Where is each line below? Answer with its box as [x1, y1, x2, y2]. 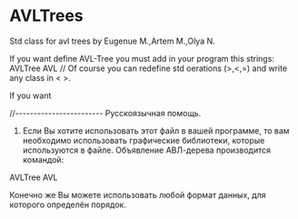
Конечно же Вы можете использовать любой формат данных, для [9, 189, 266, 200]
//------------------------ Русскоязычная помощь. [9, 107, 202, 118]
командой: [22, 154, 65, 164]
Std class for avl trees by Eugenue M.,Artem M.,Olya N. [9, 35, 215, 46]
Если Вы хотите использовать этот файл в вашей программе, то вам [22, 124, 290, 136]
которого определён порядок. [9, 199, 127, 210]
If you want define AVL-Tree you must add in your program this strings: [9, 53, 275, 64]
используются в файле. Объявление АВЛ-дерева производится [22, 144, 271, 155]
